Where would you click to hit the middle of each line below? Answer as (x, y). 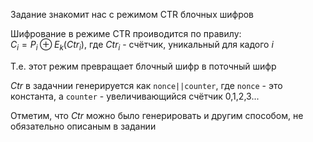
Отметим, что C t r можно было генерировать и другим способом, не (157, 115)
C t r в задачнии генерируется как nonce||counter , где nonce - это (146, 85)
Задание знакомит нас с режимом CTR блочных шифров (132, 14)
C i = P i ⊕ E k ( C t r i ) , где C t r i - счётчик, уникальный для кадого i (142, 46)
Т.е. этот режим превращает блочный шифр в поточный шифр (143, 66)
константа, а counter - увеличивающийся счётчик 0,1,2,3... (135, 96)
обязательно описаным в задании (83, 126)
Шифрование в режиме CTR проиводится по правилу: (126, 33)
